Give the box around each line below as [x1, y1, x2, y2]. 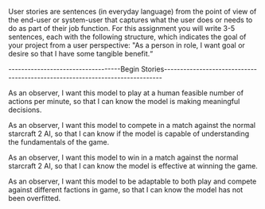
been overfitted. [8, 194, 61, 203]
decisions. [8, 105, 42, 114]
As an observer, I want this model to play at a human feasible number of [8, 88, 244, 98]
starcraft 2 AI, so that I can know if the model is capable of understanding [8, 129, 250, 138]
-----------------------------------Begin [8, 64, 139, 74]
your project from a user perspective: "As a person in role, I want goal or [8, 41, 245, 50]
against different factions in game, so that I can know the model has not [8, 185, 244, 194]
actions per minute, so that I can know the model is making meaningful [8, 97, 240, 106]
